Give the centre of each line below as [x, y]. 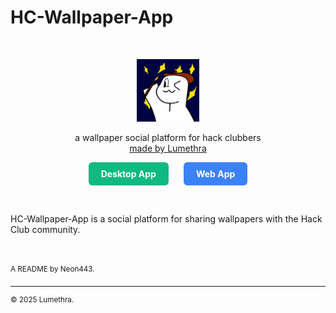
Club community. [45, 229]
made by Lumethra [168, 148]
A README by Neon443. [52, 269]
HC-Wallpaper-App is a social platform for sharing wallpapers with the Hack [166, 218]
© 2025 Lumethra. [42, 299]
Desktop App [128, 173]
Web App [215, 173]
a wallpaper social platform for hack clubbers [168, 137]
